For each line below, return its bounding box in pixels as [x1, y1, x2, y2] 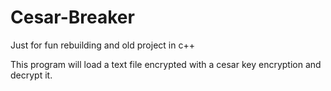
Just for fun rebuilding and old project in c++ [10, 39, 195, 51]
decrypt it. [10, 69, 53, 81]
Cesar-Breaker [10, 6, 135, 29]
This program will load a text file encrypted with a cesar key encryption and [10, 58, 322, 70]
